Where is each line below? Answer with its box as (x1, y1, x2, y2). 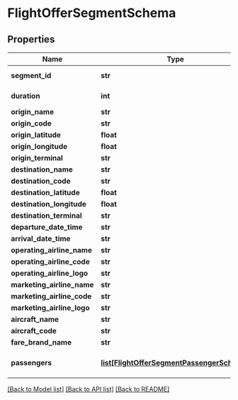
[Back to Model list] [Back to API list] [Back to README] (7, 385, 170, 393)
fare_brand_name (11, 338, 72, 347)
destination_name (11, 165, 73, 174)
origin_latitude (11, 130, 62, 140)
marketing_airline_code (11, 291, 92, 301)
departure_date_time (11, 222, 83, 232)
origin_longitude (11, 142, 68, 151)
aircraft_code (11, 326, 57, 335)
